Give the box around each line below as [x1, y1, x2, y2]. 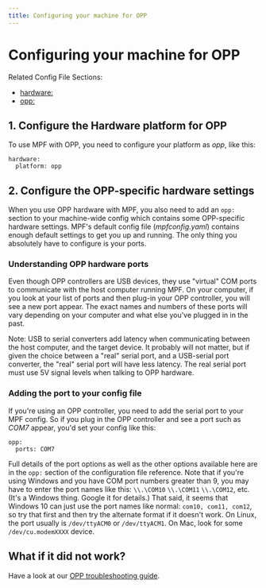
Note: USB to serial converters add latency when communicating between [8, 335, 250, 344]
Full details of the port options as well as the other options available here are [8, 458, 258, 469]
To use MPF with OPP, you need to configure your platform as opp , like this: [8, 140, 256, 149]
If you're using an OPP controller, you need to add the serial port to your [8, 406, 244, 416]
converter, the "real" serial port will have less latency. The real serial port [8, 359, 246, 369]
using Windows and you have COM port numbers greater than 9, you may [8, 476, 249, 485]
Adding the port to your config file [8, 388, 142, 399]
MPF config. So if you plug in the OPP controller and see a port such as [8, 414, 241, 424]
